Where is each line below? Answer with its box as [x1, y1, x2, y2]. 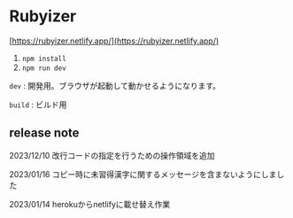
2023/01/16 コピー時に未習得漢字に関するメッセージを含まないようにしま [9, 168, 277, 179]
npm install [21, 54, 66, 63]
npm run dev [21, 64, 66, 73]
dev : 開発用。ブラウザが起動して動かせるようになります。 [9, 80, 221, 90]
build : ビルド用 [9, 99, 67, 110]
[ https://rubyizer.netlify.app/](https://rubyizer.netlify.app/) [9, 35, 220, 46]
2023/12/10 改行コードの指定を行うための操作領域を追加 [9, 150, 215, 160]
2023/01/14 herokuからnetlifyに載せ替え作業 [9, 199, 171, 209]
